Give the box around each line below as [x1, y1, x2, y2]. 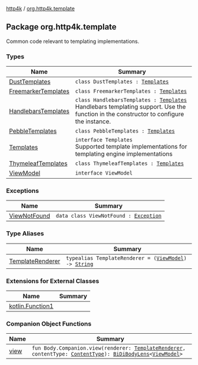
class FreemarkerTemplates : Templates [75, 88, 187, 95]
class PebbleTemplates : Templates [75, 128, 175, 134]
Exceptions [6, 187, 39, 195]
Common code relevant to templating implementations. [6, 38, 140, 45]
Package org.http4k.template [6, 22, 117, 32]
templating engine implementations [75, 150, 173, 158]
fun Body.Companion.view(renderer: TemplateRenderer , [31, 345, 186, 351]
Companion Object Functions [6, 320, 92, 328]
